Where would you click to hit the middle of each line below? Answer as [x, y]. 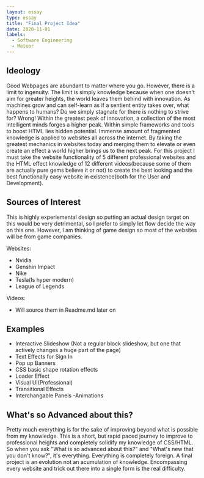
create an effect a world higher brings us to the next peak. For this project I [101, 150]
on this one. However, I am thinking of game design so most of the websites [102, 230]
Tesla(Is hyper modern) [45, 279]
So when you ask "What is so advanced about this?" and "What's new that [100, 449]
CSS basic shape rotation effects [56, 370]
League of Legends [40, 286]
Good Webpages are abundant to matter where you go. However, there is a [101, 86]
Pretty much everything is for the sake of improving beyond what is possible [102, 430]
